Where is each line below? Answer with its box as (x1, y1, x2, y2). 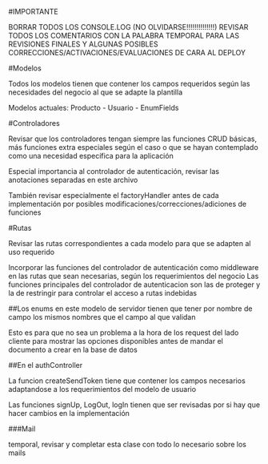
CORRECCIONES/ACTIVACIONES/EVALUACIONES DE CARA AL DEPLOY (8, 48, 246, 57)
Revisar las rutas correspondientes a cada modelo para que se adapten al (8, 239, 251, 248)
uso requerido (8, 248, 54, 256)
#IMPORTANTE (8, 7, 58, 16)
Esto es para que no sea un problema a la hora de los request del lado (8, 328, 239, 337)
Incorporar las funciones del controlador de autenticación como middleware (8, 263, 259, 272)
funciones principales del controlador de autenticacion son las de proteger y (8, 280, 261, 289)
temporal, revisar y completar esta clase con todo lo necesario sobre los (8, 440, 246, 449)
